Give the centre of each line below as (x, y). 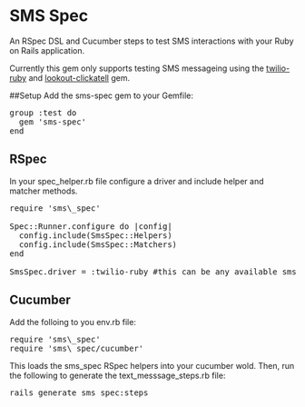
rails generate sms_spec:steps (79, 392)
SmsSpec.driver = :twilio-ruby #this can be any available (144, 272)
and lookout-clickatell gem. (79, 77)
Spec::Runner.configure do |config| (91, 226)
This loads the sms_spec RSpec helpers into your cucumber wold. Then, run (152, 365)
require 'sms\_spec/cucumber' (77, 348)
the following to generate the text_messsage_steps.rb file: (118, 375)
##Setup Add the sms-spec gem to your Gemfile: (101, 95)
